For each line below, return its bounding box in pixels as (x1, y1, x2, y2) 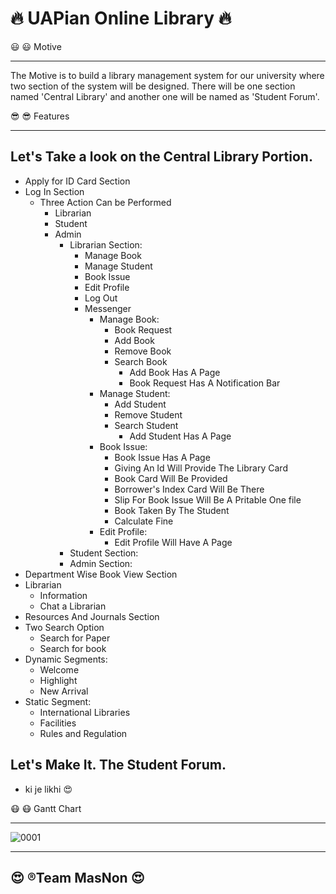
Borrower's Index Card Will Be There (114, 483, 265, 495)
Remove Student (114, 408, 183, 421)
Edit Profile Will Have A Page (114, 536, 233, 548)
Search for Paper (39, 632, 111, 644)
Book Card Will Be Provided (114, 472, 228, 484)
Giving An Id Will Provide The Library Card (114, 462, 288, 474)
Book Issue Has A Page (114, 451, 211, 463)
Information (39, 589, 88, 601)
